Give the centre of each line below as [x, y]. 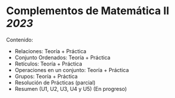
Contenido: [20, 40]
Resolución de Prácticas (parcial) [55, 82]
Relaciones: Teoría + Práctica [50, 51]
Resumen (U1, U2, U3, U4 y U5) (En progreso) [71, 89]
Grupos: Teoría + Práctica [46, 76]
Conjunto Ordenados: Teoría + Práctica [63, 57]
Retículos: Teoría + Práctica [48, 64]
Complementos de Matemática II [88, 11]
